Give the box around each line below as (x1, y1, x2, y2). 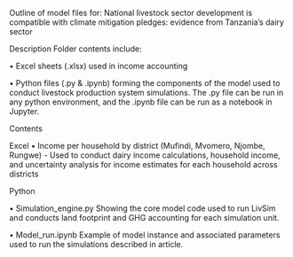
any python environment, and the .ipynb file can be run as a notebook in (9, 97, 273, 107)
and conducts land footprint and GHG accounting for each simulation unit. (9, 213, 280, 222)
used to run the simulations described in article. (9, 239, 184, 249)
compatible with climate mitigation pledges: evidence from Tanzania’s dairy (9, 17, 284, 27)
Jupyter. (9, 106, 40, 116)
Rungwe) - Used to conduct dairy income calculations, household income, (9, 150, 281, 160)
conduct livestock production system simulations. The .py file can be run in (9, 88, 284, 97)
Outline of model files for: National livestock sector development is (9, 8, 253, 18)
